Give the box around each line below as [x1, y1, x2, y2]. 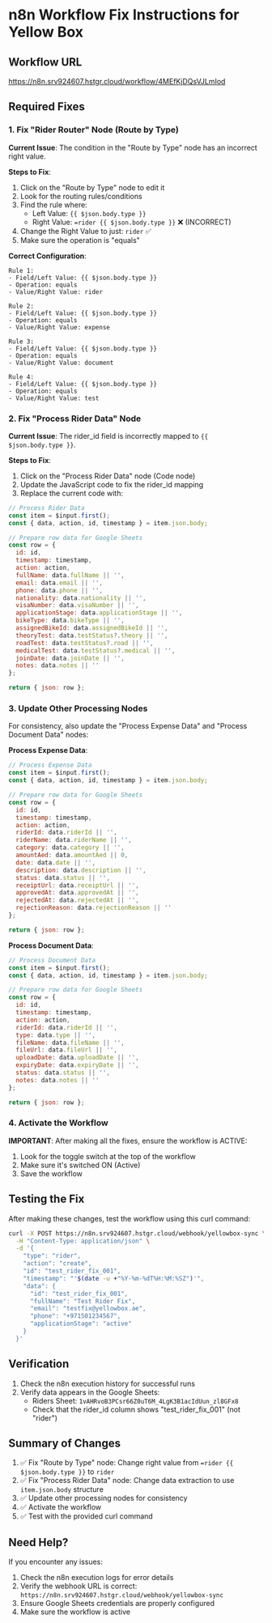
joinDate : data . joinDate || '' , [15, 654, 125, 662]
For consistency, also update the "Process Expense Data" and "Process [8, 721, 248, 731]
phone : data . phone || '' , [15, 586, 104, 594]
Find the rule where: [19, 200, 87, 210]
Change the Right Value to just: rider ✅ [19, 226, 152, 236]
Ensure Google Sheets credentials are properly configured [19, 1599, 215, 1608]
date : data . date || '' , [15, 858, 96, 867]
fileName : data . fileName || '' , [15, 1039, 125, 1047]
